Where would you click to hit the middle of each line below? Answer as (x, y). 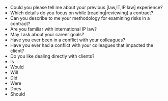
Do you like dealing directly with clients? (52, 56)
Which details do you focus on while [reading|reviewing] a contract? (82, 13)
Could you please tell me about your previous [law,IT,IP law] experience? (86, 7)
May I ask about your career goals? (47, 34)
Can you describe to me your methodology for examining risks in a (80, 18)
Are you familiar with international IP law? (53, 29)
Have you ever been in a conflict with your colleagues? (68, 40)
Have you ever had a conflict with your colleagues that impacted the (82, 45)
